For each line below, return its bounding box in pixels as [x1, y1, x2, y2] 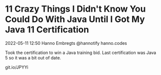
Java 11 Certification [5, 24, 89, 35]
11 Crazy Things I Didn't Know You [5, 3, 146, 15]
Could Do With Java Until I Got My [5, 14, 145, 25]
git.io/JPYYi [5, 64, 28, 70]
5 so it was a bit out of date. [5, 55, 61, 60]
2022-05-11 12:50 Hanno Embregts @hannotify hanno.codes [5, 40, 127, 46]
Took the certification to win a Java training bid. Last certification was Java [5, 50, 157, 56]
